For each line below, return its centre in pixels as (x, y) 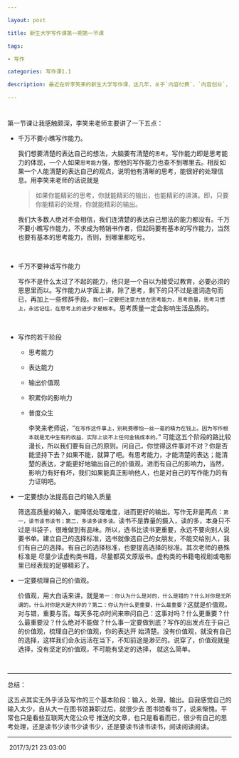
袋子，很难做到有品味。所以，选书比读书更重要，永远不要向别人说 (133, 530)
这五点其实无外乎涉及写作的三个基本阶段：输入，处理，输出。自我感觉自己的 (119, 700)
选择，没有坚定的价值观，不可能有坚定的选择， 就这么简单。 (106, 649)
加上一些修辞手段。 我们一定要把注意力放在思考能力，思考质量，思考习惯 (131, 299)
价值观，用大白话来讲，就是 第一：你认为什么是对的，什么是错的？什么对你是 (119, 595)
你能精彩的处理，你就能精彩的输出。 (89, 205)
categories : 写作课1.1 (39, 72)
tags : (15, 46)
